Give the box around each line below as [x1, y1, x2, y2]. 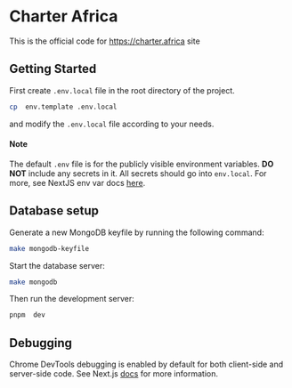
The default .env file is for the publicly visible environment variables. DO [9, 158, 274, 169]
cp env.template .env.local [9, 102, 118, 111]
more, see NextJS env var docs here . [9, 177, 146, 188]
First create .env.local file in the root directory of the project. [9, 85, 236, 95]
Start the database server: [9, 260, 105, 271]
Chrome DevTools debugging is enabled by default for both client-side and [9, 359, 284, 370]
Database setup [9, 203, 100, 219]
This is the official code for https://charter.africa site [9, 36, 200, 46]
